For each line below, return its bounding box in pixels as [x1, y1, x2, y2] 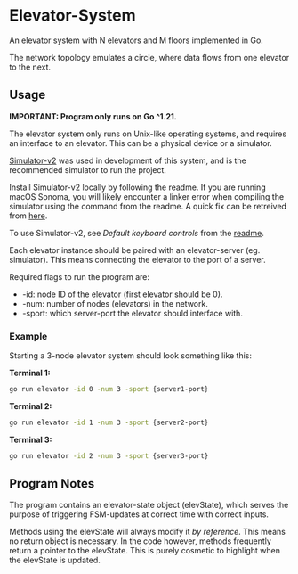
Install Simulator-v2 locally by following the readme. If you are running [9, 182, 266, 193]
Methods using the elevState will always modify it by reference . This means [9, 527, 286, 537]
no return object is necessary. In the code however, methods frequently [9, 536, 271, 546]
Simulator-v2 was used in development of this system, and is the [9, 155, 246, 166]
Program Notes [9, 476, 95, 491]
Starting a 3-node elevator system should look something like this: [9, 350, 252, 361]
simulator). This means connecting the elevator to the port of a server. [9, 254, 267, 265]
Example [9, 330, 48, 342]
